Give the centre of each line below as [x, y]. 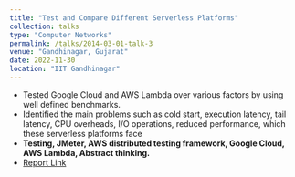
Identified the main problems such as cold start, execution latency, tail [154, 114]
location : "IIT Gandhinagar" [65, 69]
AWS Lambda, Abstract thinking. [86, 152]
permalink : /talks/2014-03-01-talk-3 [81, 43]
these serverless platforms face [83, 133]
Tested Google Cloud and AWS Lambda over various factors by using [153, 94]
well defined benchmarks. [72, 104]
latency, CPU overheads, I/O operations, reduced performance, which [154, 123]
